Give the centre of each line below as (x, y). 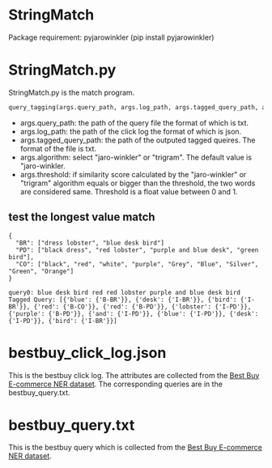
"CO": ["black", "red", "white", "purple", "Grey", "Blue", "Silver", (137, 264)
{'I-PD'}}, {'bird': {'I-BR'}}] (63, 321)
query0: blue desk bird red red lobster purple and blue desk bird (125, 292)
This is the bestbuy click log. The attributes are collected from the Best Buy (134, 375)
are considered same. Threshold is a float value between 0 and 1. (129, 191)
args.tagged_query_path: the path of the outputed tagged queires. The (138, 140)
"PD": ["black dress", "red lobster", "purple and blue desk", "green (137, 250)
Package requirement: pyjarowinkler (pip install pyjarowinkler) (111, 37)
